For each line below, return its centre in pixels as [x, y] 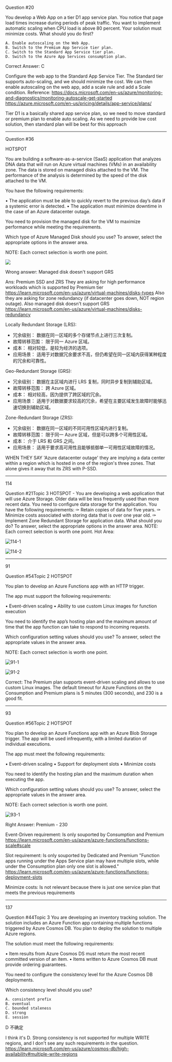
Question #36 [20, 139]
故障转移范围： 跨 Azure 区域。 [46, 388]
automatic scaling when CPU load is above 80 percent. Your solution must [83, 28]
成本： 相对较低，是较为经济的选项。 [51, 348]
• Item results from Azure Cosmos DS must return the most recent [75, 954]
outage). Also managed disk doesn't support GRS [58, 304]
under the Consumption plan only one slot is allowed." [62, 866]
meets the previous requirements [40, 893]
